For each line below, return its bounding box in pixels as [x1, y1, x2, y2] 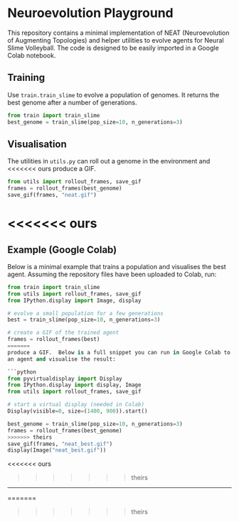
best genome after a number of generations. [7, 98, 137, 107]
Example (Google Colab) [7, 244, 117, 256]
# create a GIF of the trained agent [7, 329, 119, 337]
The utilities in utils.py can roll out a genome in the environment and [7, 157, 211, 165]
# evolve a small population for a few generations [7, 310, 164, 317]
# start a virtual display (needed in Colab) [7, 401, 144, 408]
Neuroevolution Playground [7, 5, 174, 21]
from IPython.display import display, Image [7, 381, 142, 388]
